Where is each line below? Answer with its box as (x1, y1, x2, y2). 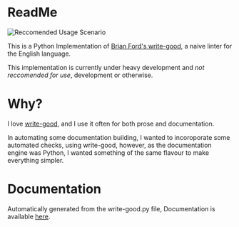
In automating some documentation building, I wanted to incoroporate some (7, 133, 230, 141)
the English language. (7, 49, 71, 58)
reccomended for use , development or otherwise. (7, 71, 153, 79)
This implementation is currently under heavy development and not (7, 63, 205, 71)
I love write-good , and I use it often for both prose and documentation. (7, 119, 215, 128)
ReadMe (7, 4, 58, 21)
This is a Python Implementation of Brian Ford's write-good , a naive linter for (7, 41, 233, 50)
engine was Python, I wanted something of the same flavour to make (7, 148, 209, 157)
